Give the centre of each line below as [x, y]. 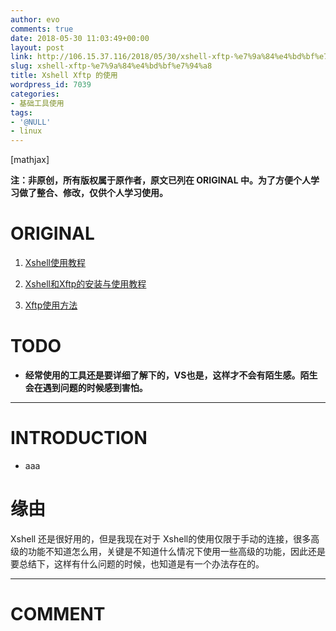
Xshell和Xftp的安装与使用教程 [85, 284]
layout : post [37, 47]
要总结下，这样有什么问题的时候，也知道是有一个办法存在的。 [137, 563]
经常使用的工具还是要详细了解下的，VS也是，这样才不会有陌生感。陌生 [171, 375]
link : [21, 57]
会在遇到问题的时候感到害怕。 [86, 387]
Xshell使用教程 [55, 263]
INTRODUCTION [79, 438]
